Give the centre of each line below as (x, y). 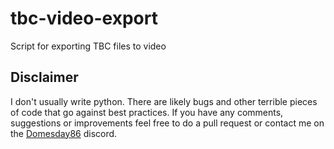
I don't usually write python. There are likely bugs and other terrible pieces (164, 101)
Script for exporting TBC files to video (88, 46)
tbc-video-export (84, 18)
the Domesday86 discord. (64, 133)
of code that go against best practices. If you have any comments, (147, 112)
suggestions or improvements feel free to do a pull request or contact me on (167, 123)
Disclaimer (44, 77)
